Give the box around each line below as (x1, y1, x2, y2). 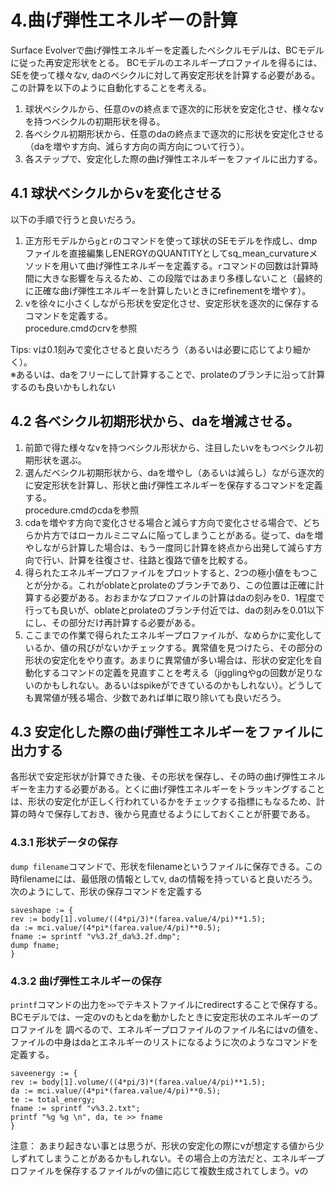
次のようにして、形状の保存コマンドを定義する (10, 885, 203, 897)
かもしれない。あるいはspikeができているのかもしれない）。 (42, 679, 288, 691)
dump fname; (10, 940, 60, 950)
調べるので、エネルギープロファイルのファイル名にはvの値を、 (64, 1023, 324, 1035)
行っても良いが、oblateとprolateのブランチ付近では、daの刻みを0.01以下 (24, 604, 325, 616)
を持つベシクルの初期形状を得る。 (24, 115, 166, 127)
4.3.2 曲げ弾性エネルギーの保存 (10, 974, 162, 988)
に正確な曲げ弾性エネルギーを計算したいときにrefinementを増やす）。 (24, 284, 312, 296)
